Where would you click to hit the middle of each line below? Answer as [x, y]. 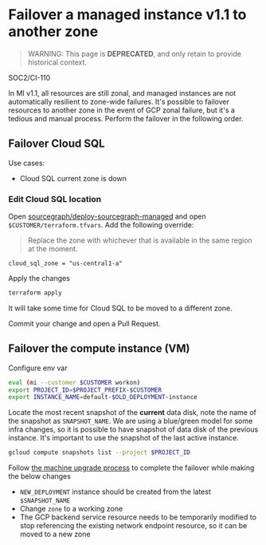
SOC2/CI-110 [29, 77]
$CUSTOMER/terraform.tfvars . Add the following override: [101, 225]
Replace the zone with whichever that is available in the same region [140, 240]
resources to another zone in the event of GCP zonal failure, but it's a [121, 110]
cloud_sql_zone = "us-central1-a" [66, 264]
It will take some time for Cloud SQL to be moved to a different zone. [120, 308]
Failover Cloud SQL [57, 144]
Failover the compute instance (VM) [99, 349]
